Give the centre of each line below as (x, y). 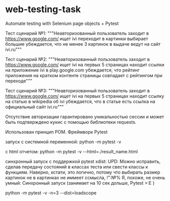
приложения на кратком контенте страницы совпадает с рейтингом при (84, 75)
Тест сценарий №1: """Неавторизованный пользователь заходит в (77, 33)
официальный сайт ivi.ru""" (35, 107)
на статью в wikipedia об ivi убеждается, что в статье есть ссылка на (80, 101)
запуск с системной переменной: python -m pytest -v (63, 142)
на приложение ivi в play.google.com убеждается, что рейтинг (73, 70)
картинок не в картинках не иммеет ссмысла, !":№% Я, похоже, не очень (85, 177)
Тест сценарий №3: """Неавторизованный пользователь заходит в (78, 90)
